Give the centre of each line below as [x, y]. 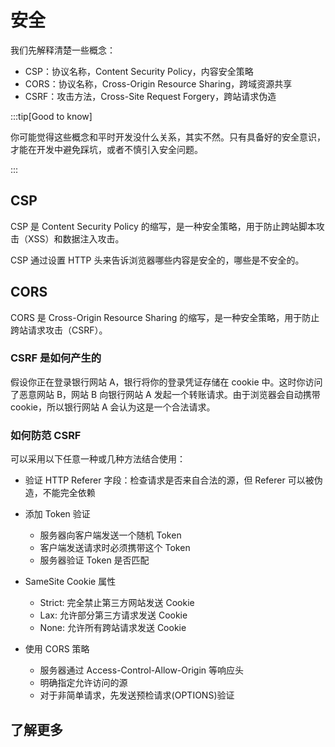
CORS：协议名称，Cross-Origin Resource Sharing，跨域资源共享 [158, 83]
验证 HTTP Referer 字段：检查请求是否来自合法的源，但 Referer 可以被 [169, 480]
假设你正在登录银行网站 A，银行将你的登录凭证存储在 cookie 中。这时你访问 [166, 382]
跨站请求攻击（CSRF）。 [59, 330]
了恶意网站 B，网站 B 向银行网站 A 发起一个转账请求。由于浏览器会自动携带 [165, 394]
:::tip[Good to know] [51, 116]
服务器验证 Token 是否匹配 [94, 560]
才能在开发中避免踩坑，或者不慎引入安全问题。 [106, 149]
